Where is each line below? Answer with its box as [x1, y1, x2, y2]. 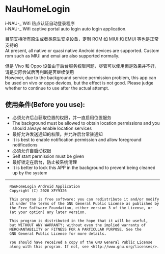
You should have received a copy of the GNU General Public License [9, 240, 153, 245]
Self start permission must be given [12, 153, 84, 159]
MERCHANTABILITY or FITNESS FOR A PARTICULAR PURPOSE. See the [9, 227, 141, 232]
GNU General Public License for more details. [9, 231, 107, 236]
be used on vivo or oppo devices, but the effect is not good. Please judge [5, 80, 154, 85]
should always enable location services [12, 125, 92, 131]
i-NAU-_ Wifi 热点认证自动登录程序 [5, 20, 75, 26]
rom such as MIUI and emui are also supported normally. [5, 53, 120, 58]
